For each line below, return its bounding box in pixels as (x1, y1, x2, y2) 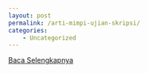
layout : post (8, 11, 52, 20)
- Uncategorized (22, 33, 77, 42)
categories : (8, 26, 48, 34)
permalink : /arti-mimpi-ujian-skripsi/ (8, 19, 141, 27)
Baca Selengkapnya (8, 56, 74, 65)
